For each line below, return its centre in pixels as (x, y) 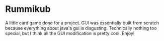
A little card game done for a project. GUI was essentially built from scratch (82, 23)
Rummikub (28, 9)
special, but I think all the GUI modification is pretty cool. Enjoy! (70, 33)
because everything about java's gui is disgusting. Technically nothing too (81, 28)
